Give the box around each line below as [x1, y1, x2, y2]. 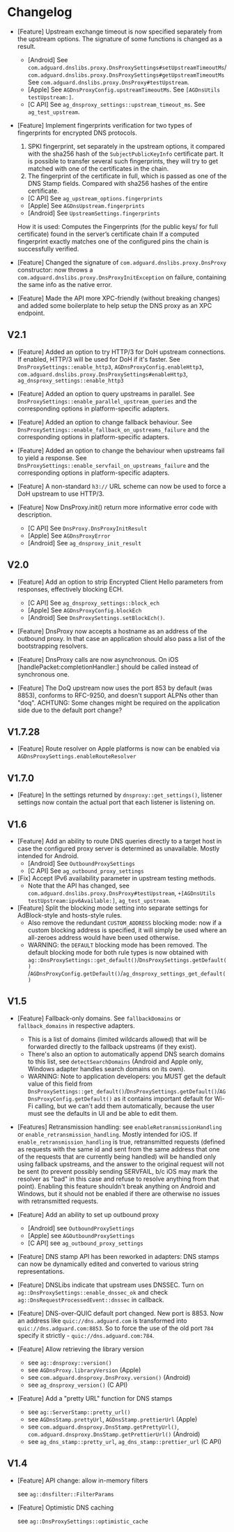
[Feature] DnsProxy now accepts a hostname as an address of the [17, 626, 208, 635]
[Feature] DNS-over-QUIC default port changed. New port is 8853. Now [17, 1309, 224, 1317]
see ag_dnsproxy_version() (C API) [27, 1380, 128, 1389]
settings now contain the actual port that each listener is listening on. [17, 798, 216, 806]
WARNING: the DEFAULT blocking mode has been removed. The [27, 941, 208, 949]
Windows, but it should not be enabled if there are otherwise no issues [17, 1189, 221, 1198]
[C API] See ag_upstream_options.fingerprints [27, 193, 163, 202]
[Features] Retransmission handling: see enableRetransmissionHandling [17, 1122, 222, 1131]
